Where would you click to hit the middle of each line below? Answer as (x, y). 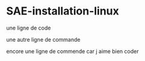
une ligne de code (29, 28)
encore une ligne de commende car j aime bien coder (72, 51)
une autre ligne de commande (43, 39)
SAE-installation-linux (63, 11)
